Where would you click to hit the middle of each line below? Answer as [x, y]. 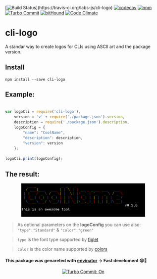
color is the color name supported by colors [62, 249]
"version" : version [43, 143]
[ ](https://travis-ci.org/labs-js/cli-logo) [59, 8]
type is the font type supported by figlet [58, 239]
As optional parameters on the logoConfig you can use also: [79, 225]
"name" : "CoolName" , [44, 133]
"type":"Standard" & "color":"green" [55, 230]
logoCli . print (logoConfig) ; [34, 159]
